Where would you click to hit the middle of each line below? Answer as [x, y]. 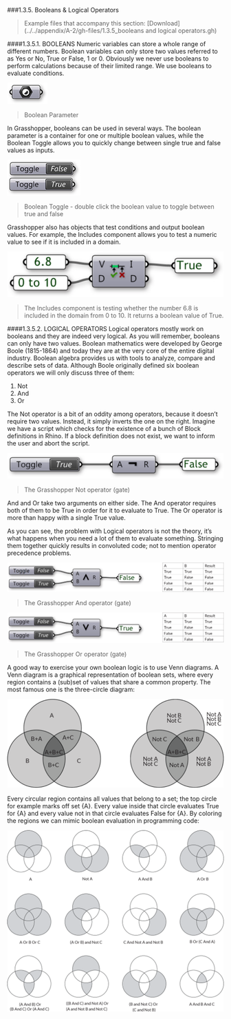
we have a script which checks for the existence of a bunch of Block [104, 429]
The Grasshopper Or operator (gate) [75, 654]
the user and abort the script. [48, 443]
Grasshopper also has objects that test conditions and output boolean [106, 227]
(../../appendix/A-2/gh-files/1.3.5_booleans [84, 31]
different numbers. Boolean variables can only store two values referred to [112, 51]
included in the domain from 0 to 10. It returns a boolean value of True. [124, 315]
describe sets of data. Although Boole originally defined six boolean [103, 366]
